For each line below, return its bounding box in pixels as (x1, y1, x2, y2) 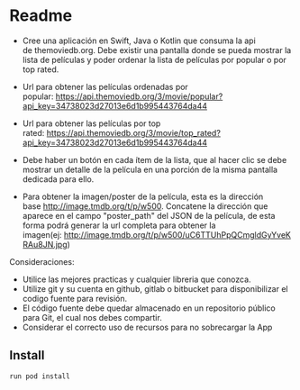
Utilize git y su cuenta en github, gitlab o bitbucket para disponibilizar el (22, 283, 288, 294)
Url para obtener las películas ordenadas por (22, 81, 189, 92)
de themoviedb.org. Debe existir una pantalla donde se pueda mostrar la (22, 44, 292, 55)
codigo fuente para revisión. (22, 293, 128, 304)
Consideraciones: (9, 256, 75, 267)
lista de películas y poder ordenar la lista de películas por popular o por (22, 54, 286, 65)
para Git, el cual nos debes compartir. (22, 312, 162, 322)
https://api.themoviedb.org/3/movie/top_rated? (46, 127, 221, 138)
